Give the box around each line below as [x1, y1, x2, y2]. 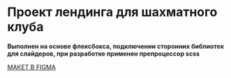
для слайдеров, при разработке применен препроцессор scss [7, 49, 200, 58]
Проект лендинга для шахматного [7, 4, 218, 20]
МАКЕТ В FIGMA [7, 63, 56, 71]
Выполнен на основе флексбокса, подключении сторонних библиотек [7, 42, 225, 50]
